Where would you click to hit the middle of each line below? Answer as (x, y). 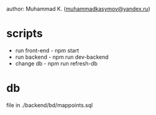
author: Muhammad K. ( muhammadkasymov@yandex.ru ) (78, 9)
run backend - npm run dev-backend (62, 57)
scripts (24, 34)
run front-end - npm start (47, 50)
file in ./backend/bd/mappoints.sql (50, 105)
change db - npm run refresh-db (56, 63)
